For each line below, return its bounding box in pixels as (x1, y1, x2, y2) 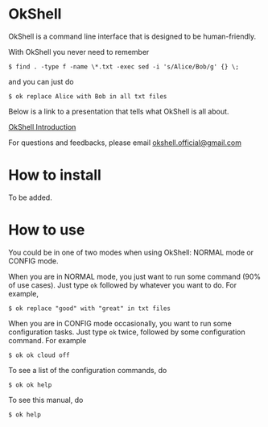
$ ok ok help (8, 380, 52, 389)
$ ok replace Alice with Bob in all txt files (8, 92, 167, 101)
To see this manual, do (8, 395, 84, 404)
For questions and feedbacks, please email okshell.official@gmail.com (8, 138, 241, 147)
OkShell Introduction (8, 122, 76, 131)
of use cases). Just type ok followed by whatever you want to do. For (8, 280, 237, 290)
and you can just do (8, 77, 74, 86)
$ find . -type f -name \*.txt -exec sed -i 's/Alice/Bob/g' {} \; (8, 62, 240, 71)
